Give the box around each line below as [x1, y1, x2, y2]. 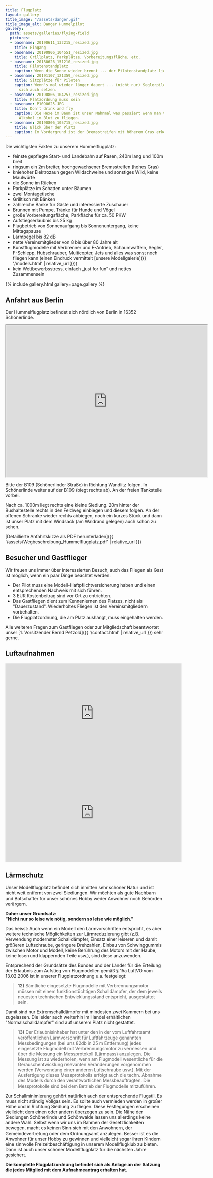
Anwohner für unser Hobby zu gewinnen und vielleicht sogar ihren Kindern [5, 1136, 161, 1142]
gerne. [5, 635, 19, 641]
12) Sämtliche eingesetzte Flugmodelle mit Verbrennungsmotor [17, 982, 149, 988]
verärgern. [5, 901, 27, 907]
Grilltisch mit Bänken [12, 196, 55, 202]
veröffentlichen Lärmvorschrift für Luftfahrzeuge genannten [17, 1034, 142, 1041]
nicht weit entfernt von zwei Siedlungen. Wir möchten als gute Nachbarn [5, 890, 156, 896]
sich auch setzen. [18, 87, 57, 92]
